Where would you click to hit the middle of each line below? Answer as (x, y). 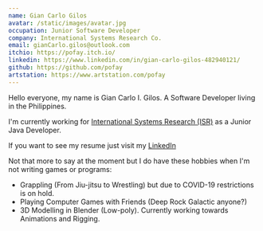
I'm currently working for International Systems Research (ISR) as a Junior (130, 121)
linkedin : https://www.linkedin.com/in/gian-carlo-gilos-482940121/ (124, 61)
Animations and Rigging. (60, 218)
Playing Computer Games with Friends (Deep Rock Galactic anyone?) (133, 202)
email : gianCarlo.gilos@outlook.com (69, 45)
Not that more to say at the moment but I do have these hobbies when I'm (129, 161)
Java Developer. (35, 130)
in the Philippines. (37, 106)
